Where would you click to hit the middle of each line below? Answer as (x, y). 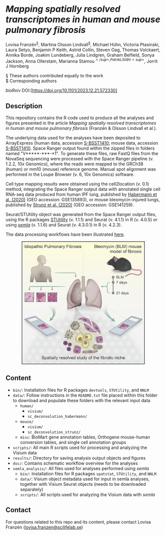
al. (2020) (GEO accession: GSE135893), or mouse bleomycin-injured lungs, (83, 200)
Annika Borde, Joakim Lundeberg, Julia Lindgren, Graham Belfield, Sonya (80, 55)
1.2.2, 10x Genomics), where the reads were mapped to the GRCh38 (74, 164)
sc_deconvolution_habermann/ (57, 416)
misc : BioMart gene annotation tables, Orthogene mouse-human (85, 437)
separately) (32, 489)
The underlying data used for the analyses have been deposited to (73, 138)
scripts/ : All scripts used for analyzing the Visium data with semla (88, 494)
